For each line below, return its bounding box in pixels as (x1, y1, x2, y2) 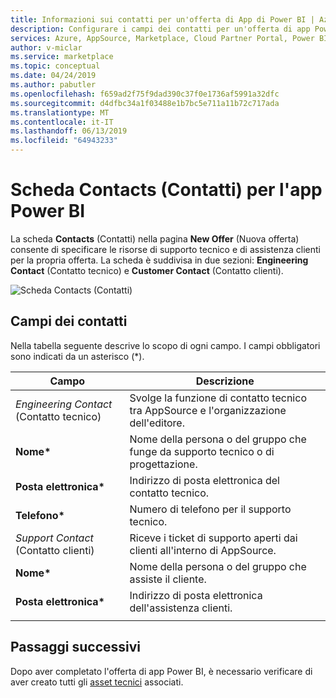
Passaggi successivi (10, 639, 142, 656)
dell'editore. (129, 416, 185, 430)
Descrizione (195, 374, 255, 388)
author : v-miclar (10, 42, 83, 53)
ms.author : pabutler (10, 80, 97, 90)
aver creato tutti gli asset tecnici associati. (10, 676, 184, 688)
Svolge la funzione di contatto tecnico (129, 391, 307, 405)
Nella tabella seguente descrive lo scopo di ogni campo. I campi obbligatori (10, 339, 321, 351)
